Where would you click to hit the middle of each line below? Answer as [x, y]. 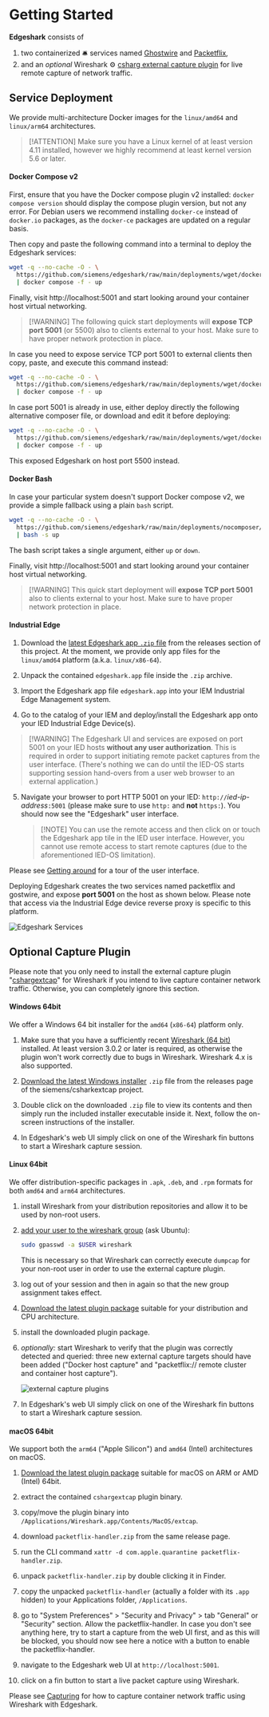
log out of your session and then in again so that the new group [125, 1284]
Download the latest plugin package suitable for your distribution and [134, 1308]
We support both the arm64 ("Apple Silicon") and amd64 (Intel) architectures [131, 1449]
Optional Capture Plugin [70, 952]
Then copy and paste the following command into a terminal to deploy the [131, 244]
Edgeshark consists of [47, 37]
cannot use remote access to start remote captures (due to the [144, 846]
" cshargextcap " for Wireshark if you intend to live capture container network [135, 980]
